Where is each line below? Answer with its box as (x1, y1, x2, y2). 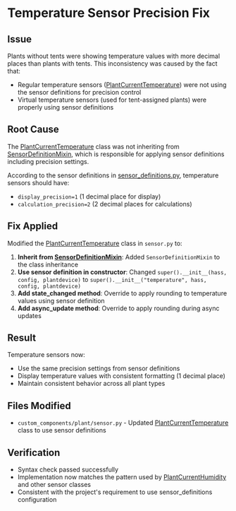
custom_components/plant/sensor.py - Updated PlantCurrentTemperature (17, 418, 229, 427)
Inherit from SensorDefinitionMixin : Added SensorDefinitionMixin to (17, 252, 221, 261)
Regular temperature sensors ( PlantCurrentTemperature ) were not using (17, 81, 227, 89)
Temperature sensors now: (7, 351, 86, 359)
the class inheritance (17, 260, 79, 269)
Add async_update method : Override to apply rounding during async (17, 304, 220, 312)
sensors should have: (7, 178, 70, 187)
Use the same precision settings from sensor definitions (17, 364, 180, 372)
